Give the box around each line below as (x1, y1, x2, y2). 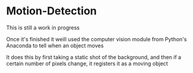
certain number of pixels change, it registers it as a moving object (6, 60, 168, 67)
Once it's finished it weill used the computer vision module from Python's (6, 35, 187, 42)
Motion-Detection (6, 4, 97, 18)
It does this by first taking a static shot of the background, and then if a (6, 53, 182, 60)
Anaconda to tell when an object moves (6, 42, 104, 49)
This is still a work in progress (6, 24, 80, 31)
